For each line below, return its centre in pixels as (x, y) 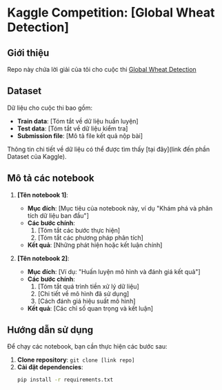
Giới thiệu (28, 53)
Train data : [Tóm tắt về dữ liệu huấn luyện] (78, 121)
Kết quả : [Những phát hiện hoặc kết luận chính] (95, 245)
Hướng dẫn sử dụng (50, 330)
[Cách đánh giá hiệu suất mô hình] (87, 301)
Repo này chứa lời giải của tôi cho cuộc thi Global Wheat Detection (102, 69)
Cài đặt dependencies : (50, 367)
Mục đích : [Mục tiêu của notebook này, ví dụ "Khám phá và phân (120, 208)
